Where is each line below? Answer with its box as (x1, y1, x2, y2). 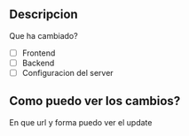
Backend (21, 57, 55, 68)
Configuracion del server (21, 67, 114, 78)
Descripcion (9, 7, 78, 22)
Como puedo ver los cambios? (9, 94, 181, 109)
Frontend (21, 48, 56, 58)
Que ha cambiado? (9, 30, 78, 41)
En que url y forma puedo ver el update (9, 117, 153, 127)
